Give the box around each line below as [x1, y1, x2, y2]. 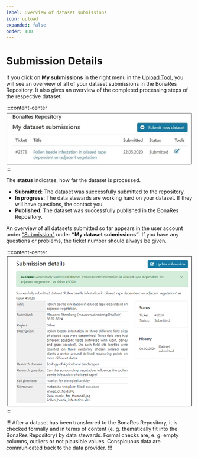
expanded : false [6, 22, 46, 28]
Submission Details [6, 54, 103, 68]
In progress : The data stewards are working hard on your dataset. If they [14, 195, 193, 202]
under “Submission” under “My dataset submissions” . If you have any [6, 231, 179, 238]
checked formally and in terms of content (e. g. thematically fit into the [6, 425, 178, 432]
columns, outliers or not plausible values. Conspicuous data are [6, 437, 161, 445]
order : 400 [6, 28, 33, 34]
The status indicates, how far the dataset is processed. [6, 177, 141, 184]
